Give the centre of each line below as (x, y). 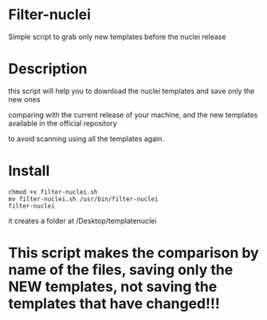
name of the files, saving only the (121, 270)
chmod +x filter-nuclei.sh (53, 192)
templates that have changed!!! (114, 303)
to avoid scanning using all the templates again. (86, 139)
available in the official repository (63, 123)
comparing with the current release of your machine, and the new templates (133, 115)
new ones (24, 99)
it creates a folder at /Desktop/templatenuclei (82, 220)
